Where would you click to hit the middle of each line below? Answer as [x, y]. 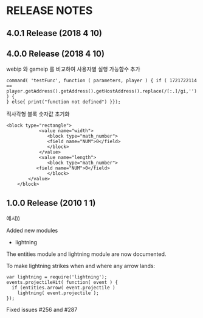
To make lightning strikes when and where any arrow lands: [81, 266]
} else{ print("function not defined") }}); [64, 102]
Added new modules [32, 231]
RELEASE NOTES [50, 11]
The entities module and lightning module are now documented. [86, 254]
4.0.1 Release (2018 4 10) [54, 33]
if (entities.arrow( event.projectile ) [64, 288]
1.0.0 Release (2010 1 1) [51, 203]
